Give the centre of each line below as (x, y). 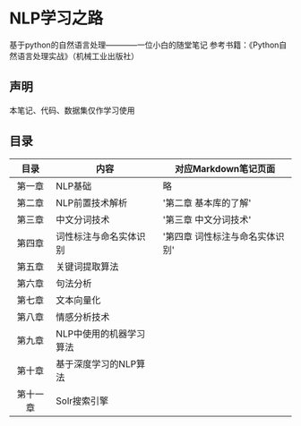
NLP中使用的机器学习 (101, 334)
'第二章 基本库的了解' (207, 202)
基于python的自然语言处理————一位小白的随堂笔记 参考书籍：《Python (144, 45)
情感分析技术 (83, 317)
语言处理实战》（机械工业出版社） (77, 55)
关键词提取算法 (87, 267)
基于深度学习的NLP (96, 363)
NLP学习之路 (56, 18)
